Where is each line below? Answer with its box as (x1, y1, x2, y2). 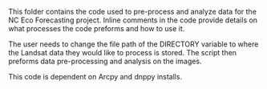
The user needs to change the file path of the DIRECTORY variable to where (8, 39, 259, 49)
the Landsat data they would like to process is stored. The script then (8, 48, 237, 57)
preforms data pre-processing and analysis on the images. (8, 56, 202, 66)
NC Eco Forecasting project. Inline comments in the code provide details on (8, 15, 258, 25)
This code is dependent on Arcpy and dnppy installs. (8, 72, 183, 81)
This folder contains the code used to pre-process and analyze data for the (8, 7, 257, 16)
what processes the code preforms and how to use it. (8, 24, 185, 33)
